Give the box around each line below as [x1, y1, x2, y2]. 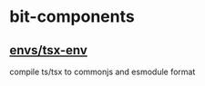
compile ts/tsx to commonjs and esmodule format [9, 66, 196, 77]
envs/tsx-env [9, 43, 88, 58]
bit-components [9, 6, 135, 27]
